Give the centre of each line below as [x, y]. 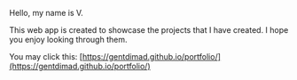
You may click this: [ [46, 56]
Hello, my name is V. [47, 13]
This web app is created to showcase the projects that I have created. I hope [149, 30]
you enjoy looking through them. [68, 40]
